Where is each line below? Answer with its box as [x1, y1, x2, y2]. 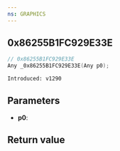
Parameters [7, 94, 60, 107]
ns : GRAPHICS [7, 10, 46, 18]
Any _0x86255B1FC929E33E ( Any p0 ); [7, 62, 110, 70]
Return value [7, 134, 65, 146]
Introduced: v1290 [7, 75, 62, 83]
